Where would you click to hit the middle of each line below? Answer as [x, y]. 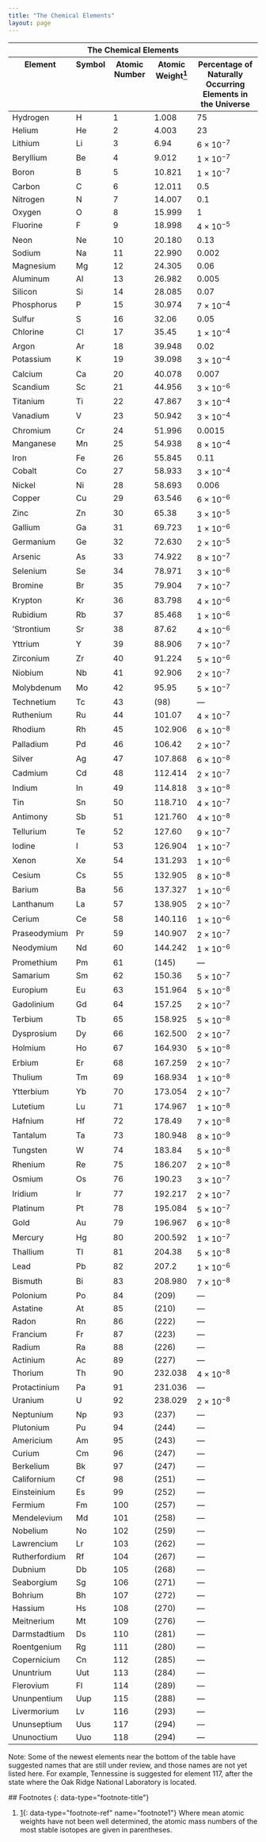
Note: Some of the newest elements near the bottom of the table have [122, 1757]
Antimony [30, 817]
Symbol [90, 64]
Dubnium [29, 1570]
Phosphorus [35, 304]
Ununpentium [38, 1698]
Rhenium [28, 1164]
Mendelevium [38, 1518]
